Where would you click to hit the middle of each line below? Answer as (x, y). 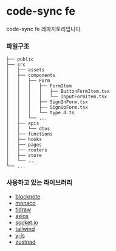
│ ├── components (31, 75)
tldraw (23, 209)
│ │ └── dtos (28, 129)
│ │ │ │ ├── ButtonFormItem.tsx (58, 92)
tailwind (25, 229)
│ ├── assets (26, 70)
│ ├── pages (24, 145)
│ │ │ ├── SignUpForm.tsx (47, 107)
